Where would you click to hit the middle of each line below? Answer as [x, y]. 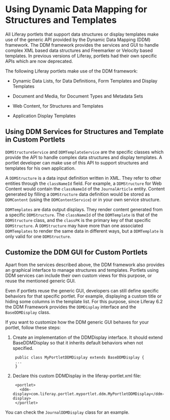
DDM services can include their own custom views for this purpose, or [79, 275]
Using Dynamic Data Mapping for [76, 9]
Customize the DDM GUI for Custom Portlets [76, 252]
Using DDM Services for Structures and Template [84, 132]
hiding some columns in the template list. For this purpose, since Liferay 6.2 [84, 301]
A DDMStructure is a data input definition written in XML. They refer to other [83, 178]
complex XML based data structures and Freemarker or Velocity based [79, 50]
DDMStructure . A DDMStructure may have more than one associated [74, 225]
